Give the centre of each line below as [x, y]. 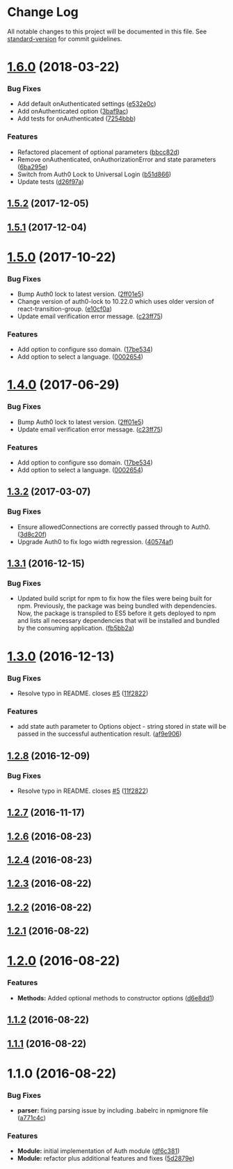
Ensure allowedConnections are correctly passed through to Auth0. [114, 527]
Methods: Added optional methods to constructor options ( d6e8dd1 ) [115, 998]
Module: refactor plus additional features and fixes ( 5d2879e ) [106, 1159]
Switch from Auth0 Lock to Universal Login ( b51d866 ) [94, 174]
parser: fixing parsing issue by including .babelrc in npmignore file [113, 1110]
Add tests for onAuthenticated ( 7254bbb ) [77, 118]
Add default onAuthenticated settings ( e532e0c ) [87, 104]
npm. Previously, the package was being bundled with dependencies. [117, 606]
